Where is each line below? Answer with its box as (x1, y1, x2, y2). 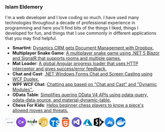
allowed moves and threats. (12, 107, 68, 113)
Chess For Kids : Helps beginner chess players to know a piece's (12, 102, 144, 108)
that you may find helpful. (5, 35, 57, 41)
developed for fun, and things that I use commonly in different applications (5, 30, 157, 36)
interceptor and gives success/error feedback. (12, 66, 107, 72)
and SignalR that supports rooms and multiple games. (12, 55, 122, 61)
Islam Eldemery (5, 3, 43, 10)
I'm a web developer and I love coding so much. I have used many (5, 15, 139, 21)
